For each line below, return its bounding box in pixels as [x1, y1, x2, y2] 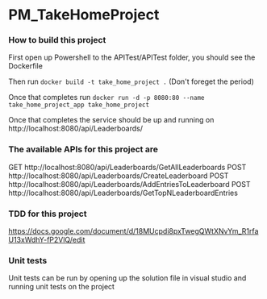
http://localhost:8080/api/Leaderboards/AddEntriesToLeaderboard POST [8, 179, 251, 189]
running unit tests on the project [8, 282, 115, 292]
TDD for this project [8, 208, 87, 219]
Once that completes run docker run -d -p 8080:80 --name [8, 93, 205, 102]
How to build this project [8, 35, 106, 46]
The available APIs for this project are [8, 143, 159, 155]
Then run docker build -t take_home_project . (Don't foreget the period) [8, 77, 254, 86]
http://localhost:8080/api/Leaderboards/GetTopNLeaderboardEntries [8, 188, 238, 197]
